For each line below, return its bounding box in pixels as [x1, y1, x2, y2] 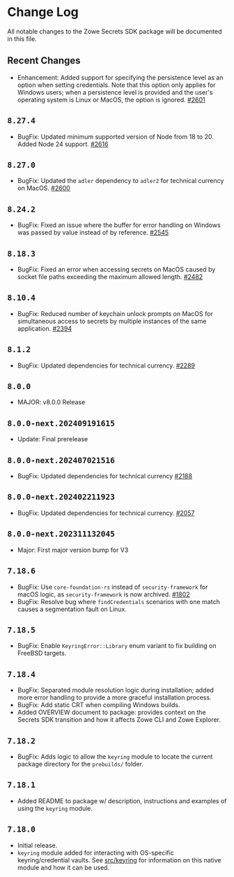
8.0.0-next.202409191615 [7, 418, 116, 428]
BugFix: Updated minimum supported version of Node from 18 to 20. [17, 132, 214, 141]
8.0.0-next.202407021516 [7, 455, 116, 465]
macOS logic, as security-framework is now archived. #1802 [17, 590, 190, 599]
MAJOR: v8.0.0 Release [17, 398, 86, 406]
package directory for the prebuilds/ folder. [17, 759, 144, 768]
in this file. [7, 34, 37, 42]
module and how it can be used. [17, 863, 110, 871]
